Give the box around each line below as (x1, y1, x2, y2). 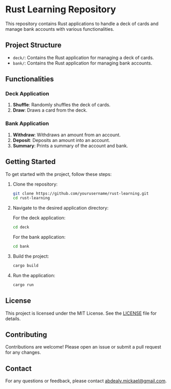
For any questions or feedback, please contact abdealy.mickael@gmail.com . (5, 378, 167, 384)
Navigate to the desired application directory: (12, 205, 109, 211)
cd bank (12, 244, 29, 249)
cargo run (12, 282, 34, 288)
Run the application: (12, 272, 55, 278)
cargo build (12, 263, 39, 269)
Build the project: (12, 253, 49, 259)
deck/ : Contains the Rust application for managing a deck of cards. (12, 54, 154, 60)
